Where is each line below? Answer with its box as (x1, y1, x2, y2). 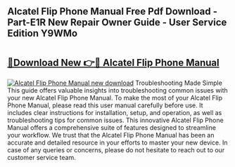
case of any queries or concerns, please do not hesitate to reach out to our (7, 146, 225, 154)
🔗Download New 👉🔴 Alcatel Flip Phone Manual (7, 56, 220, 69)
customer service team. (7, 154, 76, 161)
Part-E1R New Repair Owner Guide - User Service (7, 17, 227, 29)
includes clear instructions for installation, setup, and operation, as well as (7, 109, 222, 116)
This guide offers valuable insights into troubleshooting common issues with (7, 86, 229, 94)
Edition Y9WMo (7, 27, 78, 39)
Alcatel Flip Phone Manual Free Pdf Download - (7, 6, 218, 18)
